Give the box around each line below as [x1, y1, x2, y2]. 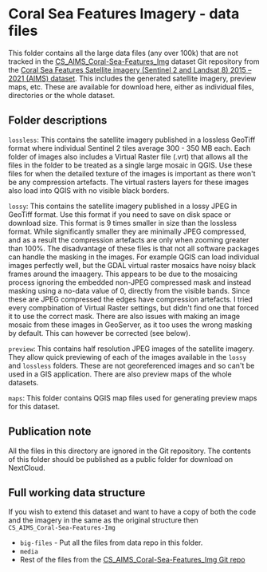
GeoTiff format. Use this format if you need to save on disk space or [8, 209, 231, 219]
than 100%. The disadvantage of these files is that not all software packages [8, 243, 260, 253]
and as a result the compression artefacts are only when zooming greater [8, 235, 249, 244]
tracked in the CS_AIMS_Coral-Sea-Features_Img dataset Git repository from [8, 57, 261, 66]
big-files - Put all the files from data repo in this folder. [19, 538, 203, 547]
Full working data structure [8, 486, 146, 499]
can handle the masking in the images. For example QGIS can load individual [8, 252, 260, 262]
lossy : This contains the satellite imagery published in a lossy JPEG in [8, 201, 238, 211]
